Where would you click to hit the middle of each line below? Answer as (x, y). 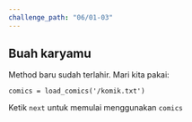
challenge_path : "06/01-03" (61, 17)
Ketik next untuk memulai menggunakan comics (96, 108)
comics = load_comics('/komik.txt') (77, 91)
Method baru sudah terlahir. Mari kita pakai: (89, 75)
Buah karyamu (50, 54)
